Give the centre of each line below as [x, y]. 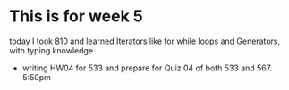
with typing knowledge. [52, 50]
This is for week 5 [76, 16]
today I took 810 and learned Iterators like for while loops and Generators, [144, 41]
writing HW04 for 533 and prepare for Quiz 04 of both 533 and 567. [147, 68]
